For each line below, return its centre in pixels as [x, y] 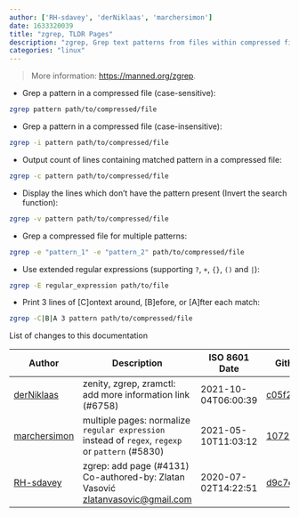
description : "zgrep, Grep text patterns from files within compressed [145, 42]
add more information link [137, 395]
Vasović [100, 489]
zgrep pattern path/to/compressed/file [83, 109]
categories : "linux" [48, 51]
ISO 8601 [229, 358]
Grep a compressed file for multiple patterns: [105, 236]
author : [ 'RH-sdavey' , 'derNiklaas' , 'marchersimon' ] [111, 17]
